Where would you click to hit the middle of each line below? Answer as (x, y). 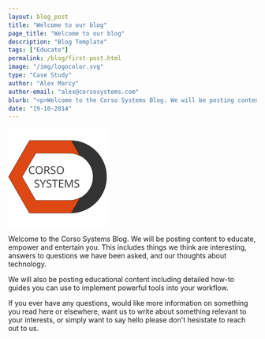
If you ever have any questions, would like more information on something (128, 303)
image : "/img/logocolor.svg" (56, 67)
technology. (28, 264)
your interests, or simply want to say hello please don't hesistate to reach (127, 320)
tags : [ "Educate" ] (38, 50)
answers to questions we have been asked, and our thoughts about (118, 256)
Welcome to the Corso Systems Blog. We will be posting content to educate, (132, 239)
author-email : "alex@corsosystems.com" (74, 92)
